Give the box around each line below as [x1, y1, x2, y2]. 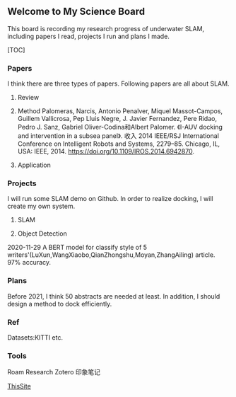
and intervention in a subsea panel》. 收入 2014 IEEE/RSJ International [17, 132, 219, 140]
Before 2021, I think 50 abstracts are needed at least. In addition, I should [7, 292, 220, 300]
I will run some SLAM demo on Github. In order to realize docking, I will [7, 195, 213, 203]
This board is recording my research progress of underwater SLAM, [7, 24, 205, 33]
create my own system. [7, 202, 76, 211]
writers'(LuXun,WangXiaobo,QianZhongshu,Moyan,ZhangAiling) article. [7, 251, 216, 259]
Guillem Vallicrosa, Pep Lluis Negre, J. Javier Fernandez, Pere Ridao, [17, 115, 218, 123]
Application [17, 161, 52, 169]
